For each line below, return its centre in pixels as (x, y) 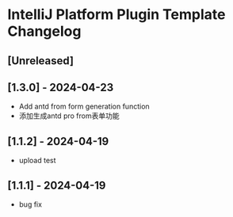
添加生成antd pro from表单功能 (69, 116)
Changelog (44, 31)
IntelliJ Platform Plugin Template (116, 15)
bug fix (31, 204)
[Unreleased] (41, 61)
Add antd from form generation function (84, 107)
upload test (37, 161)
